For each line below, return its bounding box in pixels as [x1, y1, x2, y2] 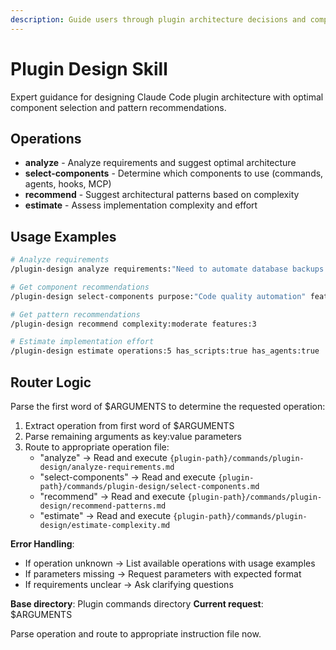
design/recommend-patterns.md [39, 501, 167, 511]
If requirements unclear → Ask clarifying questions [24, 579, 234, 590]
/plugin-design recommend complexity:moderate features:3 [10, 319, 257, 329]
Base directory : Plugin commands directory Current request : [10, 598, 264, 610]
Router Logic [10, 374, 92, 391]
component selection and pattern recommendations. [10, 101, 227, 113]
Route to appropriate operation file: [24, 441, 170, 453]
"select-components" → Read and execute [39, 471, 217, 483]
